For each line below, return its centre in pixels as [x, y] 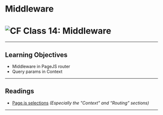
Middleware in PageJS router [41, 66]
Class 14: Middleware [67, 31]
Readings [20, 91]
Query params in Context [37, 72]
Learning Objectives [36, 55]
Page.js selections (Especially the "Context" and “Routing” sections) [81, 103]
